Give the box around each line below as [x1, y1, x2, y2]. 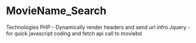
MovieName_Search [6, 4, 107, 18]
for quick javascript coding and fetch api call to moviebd [6, 29, 142, 37]
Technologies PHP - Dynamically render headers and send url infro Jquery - [6, 24, 191, 31]
